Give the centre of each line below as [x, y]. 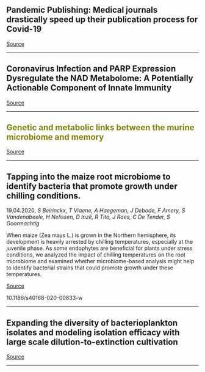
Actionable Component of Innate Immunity [89, 88]
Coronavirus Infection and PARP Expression [91, 69]
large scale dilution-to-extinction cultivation [92, 342]
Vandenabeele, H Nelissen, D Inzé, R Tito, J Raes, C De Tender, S [88, 217]
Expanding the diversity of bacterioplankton [92, 323]
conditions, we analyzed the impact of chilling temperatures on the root [96, 255]
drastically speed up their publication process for [102, 20]
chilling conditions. [44, 196]
